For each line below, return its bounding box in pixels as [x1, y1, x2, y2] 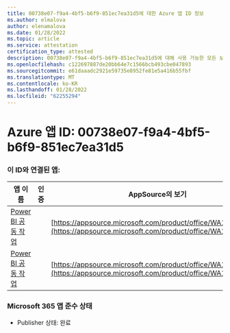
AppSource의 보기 [128, 190, 187, 199]
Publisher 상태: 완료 [16, 318, 71, 326]
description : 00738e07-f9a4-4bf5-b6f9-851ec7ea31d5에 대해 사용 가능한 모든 [7, 55, 217, 62]
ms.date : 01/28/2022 [7, 29, 66, 36]
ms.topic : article [7, 36, 60, 42]
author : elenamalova [7, 23, 66, 29]
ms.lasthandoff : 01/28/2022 [7, 86, 88, 93]
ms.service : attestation [7, 42, 78, 49]
